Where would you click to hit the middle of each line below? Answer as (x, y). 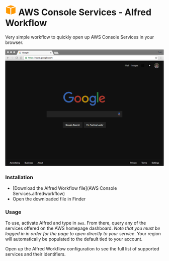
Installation (19, 177)
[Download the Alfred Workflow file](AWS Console (65, 188)
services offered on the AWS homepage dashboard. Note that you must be (83, 228)
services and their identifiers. (35, 254)
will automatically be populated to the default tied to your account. (74, 239)
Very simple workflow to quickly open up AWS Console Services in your (80, 37)
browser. (14, 42)
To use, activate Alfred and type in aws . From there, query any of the (76, 223)
